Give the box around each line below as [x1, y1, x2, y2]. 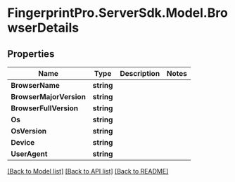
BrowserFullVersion [11, 103, 79, 113]
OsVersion [11, 126, 47, 136]
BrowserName [11, 81, 60, 90]
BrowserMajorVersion [11, 92, 87, 101]
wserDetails [7, 20, 80, 36]
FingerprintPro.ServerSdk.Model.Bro [7, 5, 229, 21]
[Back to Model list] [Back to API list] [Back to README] [7, 167, 169, 175]
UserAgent [11, 149, 48, 159]
